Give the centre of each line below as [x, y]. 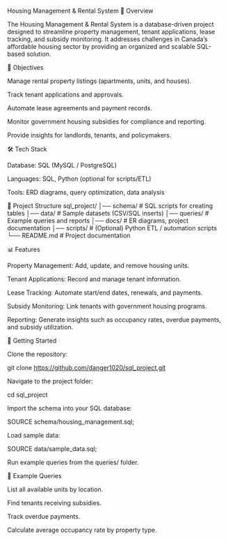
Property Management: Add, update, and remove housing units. [98, 266]
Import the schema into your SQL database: [70, 408]
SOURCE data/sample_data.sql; [52, 449]
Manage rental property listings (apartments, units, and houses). [99, 81]
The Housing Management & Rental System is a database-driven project [111, 24]
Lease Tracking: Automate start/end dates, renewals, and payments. [105, 292]
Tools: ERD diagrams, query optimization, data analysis [86, 192]
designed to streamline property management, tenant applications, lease [111, 32]
